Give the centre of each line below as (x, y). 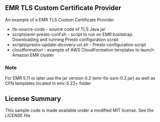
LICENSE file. (18, 115)
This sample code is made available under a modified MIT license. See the (80, 110)
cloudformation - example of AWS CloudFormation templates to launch (83, 50)
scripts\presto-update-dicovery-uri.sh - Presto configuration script (79, 44)
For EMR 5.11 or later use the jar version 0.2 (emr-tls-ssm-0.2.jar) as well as (80, 78)
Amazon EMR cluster (33, 55)
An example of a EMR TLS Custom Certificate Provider (60, 19)
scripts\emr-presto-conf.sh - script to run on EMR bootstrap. (73, 34)
